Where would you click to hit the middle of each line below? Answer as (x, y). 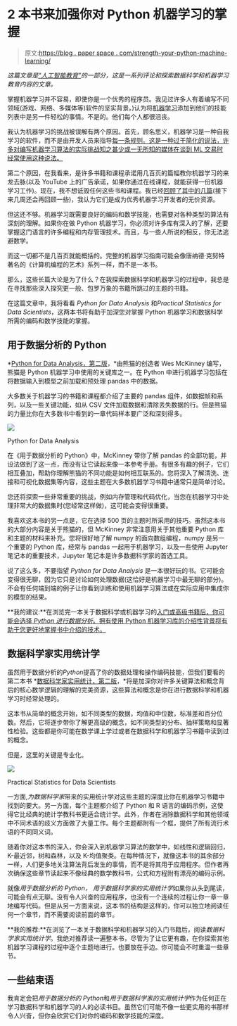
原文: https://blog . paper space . (71, 53)
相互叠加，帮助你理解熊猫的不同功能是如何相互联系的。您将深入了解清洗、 (115, 473)
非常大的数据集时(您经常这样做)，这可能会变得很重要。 (92, 505)
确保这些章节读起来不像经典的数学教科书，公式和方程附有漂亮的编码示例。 (121, 873)
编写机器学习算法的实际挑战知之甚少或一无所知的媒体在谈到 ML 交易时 (121, 149)
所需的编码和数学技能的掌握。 (50, 320)
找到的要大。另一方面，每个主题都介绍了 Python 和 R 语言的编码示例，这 (113, 805)
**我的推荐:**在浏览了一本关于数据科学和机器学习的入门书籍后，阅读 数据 (113, 929)
